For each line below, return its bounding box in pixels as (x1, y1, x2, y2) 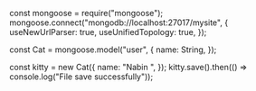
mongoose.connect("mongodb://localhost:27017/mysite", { (9, 17, 229, 28)
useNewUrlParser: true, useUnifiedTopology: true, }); (9, 27, 207, 37)
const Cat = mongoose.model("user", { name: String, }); (9, 44, 217, 55)
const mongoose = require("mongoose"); (9, 8, 164, 18)
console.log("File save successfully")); (9, 71, 154, 82)
